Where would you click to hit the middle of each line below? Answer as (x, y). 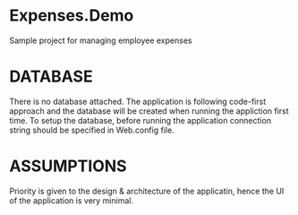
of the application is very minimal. (72, 200)
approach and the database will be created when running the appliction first (149, 111)
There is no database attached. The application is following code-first (138, 101)
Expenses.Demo (72, 16)
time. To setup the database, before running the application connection (140, 120)
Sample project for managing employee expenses (101, 40)
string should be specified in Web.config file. (92, 130)
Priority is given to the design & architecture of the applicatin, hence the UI (147, 191)
